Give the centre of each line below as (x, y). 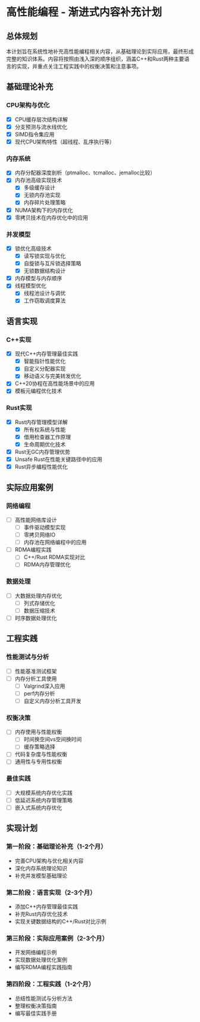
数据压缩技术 (39, 610)
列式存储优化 (39, 603)
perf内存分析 (39, 693)
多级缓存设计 (39, 187)
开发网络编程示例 (36, 952)
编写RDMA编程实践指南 (43, 967)
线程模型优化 (30, 286)
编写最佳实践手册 (36, 1013)
